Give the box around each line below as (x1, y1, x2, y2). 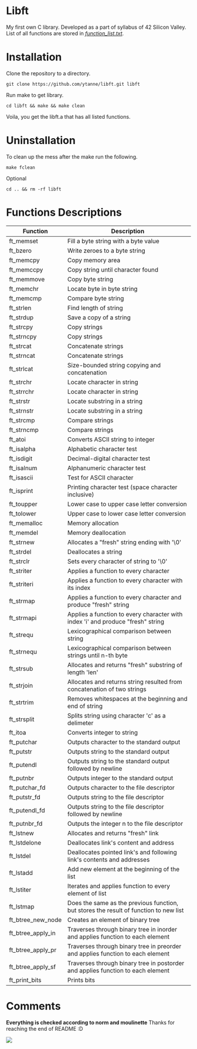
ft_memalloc (9, 519, 43, 527)
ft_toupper (9, 500, 38, 508)
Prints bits (67, 976, 96, 984)
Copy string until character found (67, 266, 159, 274)
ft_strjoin (9, 681, 33, 689)
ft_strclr (9, 557, 30, 565)
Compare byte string (67, 294, 124, 302)
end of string (67, 702, 103, 710)
